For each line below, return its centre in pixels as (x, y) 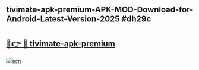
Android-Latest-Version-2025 (63, 19)
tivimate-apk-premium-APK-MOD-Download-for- (100, 10)
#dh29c (136, 19)
